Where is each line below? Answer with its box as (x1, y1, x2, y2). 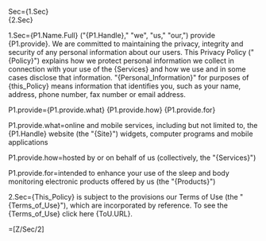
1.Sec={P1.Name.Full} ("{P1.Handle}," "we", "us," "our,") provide (8, 31, 216, 40)
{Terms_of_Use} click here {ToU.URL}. (8, 209, 133, 218)
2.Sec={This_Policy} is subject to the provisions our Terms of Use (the (8, 192, 238, 201)
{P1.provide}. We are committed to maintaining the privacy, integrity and (8, 39, 244, 49)
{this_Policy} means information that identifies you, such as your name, (8, 81, 241, 91)
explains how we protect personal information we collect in (41, 56, 234, 65)
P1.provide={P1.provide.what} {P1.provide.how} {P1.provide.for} (8, 105, 216, 115)
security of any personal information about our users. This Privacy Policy (8, 48, 247, 56)
